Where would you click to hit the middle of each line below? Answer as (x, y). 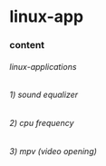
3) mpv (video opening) (53, 151)
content (27, 45)
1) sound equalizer (44, 95)
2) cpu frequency (42, 122)
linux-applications (43, 66)
